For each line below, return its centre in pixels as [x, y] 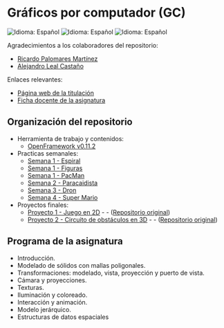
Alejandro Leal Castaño [50, 66]
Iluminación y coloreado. [52, 295]
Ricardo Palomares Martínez [57, 58]
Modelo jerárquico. [44, 309]
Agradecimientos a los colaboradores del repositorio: [83, 45]
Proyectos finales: [43, 205]
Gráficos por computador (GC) [96, 13]
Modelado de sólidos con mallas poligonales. [81, 265]
